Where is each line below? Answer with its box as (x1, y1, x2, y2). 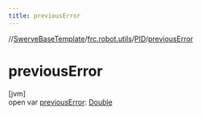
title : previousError (8, 11, 81, 20)
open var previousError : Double (8, 97, 113, 107)
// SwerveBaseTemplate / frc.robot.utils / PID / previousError (8, 34, 194, 43)
